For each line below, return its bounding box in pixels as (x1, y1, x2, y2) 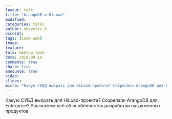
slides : (5, 78, 22, 83)
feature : (5, 45, 24, 50)
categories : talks (5, 21, 45, 27)
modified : (5, 17, 27, 22)
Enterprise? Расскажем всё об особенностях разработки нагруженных (5, 102, 161, 108)
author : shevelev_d (5, 26, 47, 32)
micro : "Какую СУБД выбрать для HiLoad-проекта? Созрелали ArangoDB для (5, 83, 164, 88)
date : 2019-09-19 (5, 54, 42, 60)
